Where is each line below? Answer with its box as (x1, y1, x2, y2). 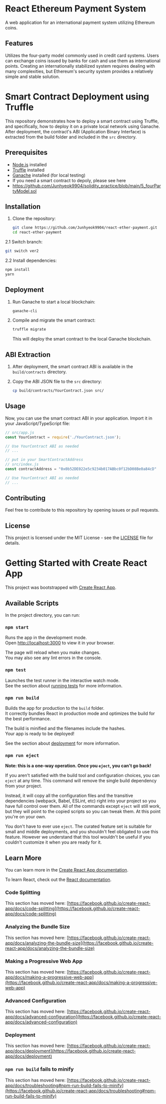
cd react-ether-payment (12, 230, 62, 235)
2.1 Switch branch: (5, 239, 43, 245)
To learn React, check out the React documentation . (5, 877, 112, 883)
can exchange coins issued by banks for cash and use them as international (5, 58, 161, 64)
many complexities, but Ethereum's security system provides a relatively (5, 68, 154, 74)
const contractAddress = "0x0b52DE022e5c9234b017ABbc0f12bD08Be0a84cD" (5, 466, 157, 471)
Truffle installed (12, 167, 45, 173)
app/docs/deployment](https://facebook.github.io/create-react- (5, 1048, 136, 1054)
